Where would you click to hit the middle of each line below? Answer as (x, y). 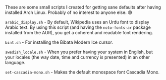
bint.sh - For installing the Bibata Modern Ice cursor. (59, 42)
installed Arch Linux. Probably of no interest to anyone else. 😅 (69, 12)
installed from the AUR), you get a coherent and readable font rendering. (79, 33)
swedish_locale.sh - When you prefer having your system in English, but (79, 52)
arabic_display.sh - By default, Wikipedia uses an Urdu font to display (77, 22)
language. (15, 62)
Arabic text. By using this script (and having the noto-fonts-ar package (78, 27)
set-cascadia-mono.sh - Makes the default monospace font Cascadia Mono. (83, 72)
